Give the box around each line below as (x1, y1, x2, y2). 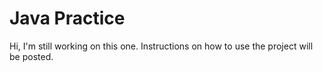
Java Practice (9, 7, 126, 30)
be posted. (9, 50, 54, 62)
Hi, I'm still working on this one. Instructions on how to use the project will (9, 40, 314, 52)
